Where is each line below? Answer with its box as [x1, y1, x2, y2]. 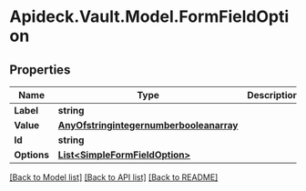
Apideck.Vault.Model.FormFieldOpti [9, 6, 290, 27]
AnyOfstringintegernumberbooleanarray [57, 119, 239, 131]
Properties [9, 62, 71, 77]
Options [14, 148, 50, 161]
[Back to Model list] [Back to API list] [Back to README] [9, 172, 219, 183]
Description [247, 89, 299, 101]
